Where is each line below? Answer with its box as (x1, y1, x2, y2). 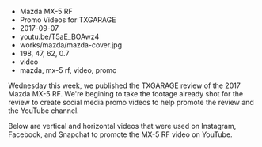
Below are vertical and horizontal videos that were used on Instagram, (8, 122, 237, 130)
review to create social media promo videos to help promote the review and (8, 98, 255, 107)
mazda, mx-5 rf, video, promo (19, 66, 117, 74)
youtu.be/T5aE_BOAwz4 (19, 32, 100, 41)
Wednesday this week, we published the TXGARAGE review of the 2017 (8, 81, 241, 90)
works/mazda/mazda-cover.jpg (19, 40, 123, 50)
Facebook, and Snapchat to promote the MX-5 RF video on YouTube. (8, 130, 233, 139)
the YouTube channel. (8, 106, 79, 115)
